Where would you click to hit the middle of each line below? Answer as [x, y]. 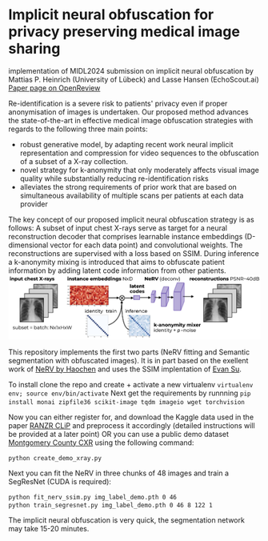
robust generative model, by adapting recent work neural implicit [126, 144]
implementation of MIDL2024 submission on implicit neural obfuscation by [131, 70]
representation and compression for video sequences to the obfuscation [139, 153]
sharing [34, 49]
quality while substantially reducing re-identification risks [114, 178]
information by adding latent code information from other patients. [117, 270]
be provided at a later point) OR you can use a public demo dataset [119, 434]
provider [34, 204]
